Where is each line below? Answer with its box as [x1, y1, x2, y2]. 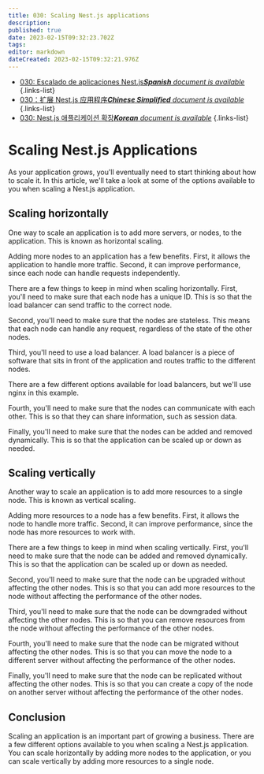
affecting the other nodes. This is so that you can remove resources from [8, 616, 246, 625]
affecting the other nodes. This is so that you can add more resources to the [8, 583, 255, 593]
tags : [8, 41, 26, 49]
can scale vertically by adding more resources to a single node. [8, 757, 214, 766]
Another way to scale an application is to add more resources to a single [8, 487, 243, 497]
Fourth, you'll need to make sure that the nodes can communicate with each [8, 403, 255, 412]
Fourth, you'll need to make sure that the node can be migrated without [8, 639, 240, 649]
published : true [8, 26, 61, 34]
